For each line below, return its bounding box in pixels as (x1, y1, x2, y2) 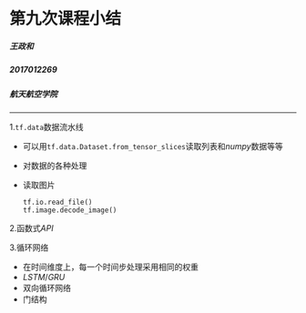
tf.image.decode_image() (22, 206, 117, 215)
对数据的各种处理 (22, 160, 87, 171)
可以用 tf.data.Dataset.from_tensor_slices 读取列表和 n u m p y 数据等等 (22, 140, 284, 151)
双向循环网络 (22, 282, 71, 293)
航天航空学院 (9, 88, 57, 99)
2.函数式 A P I (9, 222, 54, 233)
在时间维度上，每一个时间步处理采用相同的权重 (22, 261, 199, 272)
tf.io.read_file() (22, 197, 93, 207)
